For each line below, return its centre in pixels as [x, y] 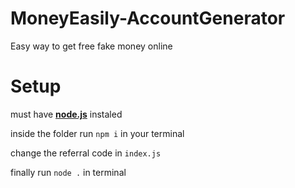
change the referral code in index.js [86, 153]
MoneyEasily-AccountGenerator [148, 18]
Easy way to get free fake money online [91, 46]
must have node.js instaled [66, 114]
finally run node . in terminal [68, 172]
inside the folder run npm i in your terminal [97, 133]
